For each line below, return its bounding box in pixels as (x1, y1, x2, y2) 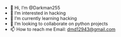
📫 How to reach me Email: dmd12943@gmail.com (10, 26, 116, 32)
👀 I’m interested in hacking (10, 10, 66, 16)
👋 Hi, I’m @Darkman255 (10, 5, 60, 10)
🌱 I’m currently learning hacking (10, 15, 77, 21)
